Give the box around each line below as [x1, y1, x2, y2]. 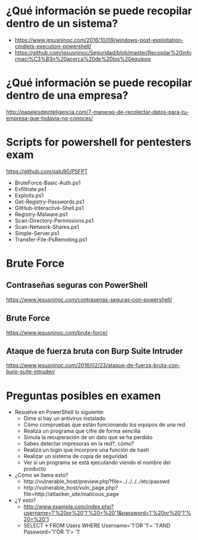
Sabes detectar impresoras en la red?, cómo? [23, 440, 134, 447]
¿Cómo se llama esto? [14, 472, 69, 479]
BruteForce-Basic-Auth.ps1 [14, 179, 81, 186]
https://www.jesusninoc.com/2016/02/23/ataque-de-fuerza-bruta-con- [6, 362, 181, 369]
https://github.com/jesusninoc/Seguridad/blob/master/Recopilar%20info [14, 49, 192, 56]
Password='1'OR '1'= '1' [23, 528, 81, 535]
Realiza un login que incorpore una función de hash [23, 446, 150, 453]
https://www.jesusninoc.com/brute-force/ [6, 329, 108, 336]
